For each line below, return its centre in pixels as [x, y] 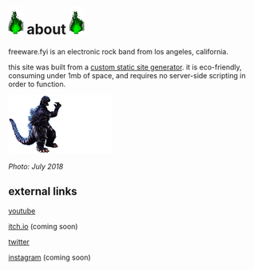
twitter [19, 241]
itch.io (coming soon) [43, 226]
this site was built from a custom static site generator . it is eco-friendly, [125, 67]
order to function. [37, 84]
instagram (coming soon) [50, 257]
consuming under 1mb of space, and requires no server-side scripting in [127, 75]
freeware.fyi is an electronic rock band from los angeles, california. [119, 51]
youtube [22, 211]
